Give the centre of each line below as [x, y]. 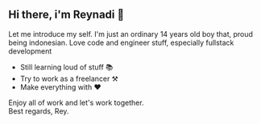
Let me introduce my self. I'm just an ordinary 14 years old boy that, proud [131, 34]
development [30, 51]
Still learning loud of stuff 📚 [66, 67]
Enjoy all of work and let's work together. [76, 102]
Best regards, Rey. [39, 111]
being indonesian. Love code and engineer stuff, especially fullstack [121, 42]
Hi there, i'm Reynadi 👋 [66, 15]
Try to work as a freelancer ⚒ [69, 78]
